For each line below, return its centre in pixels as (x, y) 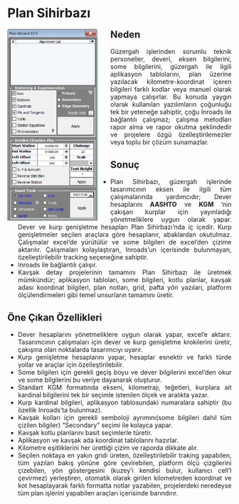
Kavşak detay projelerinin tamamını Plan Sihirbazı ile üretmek (124, 272)
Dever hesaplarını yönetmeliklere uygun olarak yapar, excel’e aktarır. (124, 334)
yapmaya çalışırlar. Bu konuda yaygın (171, 97)
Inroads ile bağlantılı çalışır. (57, 265)
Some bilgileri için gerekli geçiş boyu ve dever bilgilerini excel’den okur (124, 372)
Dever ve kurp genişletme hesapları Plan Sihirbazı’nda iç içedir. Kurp (124, 227)
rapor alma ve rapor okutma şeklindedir (171, 127)
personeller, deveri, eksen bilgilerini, (171, 59)
